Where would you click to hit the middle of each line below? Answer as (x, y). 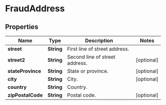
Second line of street (91, 57)
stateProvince (24, 71)
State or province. (88, 71)
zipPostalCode (25, 95)
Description (99, 41)
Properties (22, 27)
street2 (17, 60)
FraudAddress (35, 9)
